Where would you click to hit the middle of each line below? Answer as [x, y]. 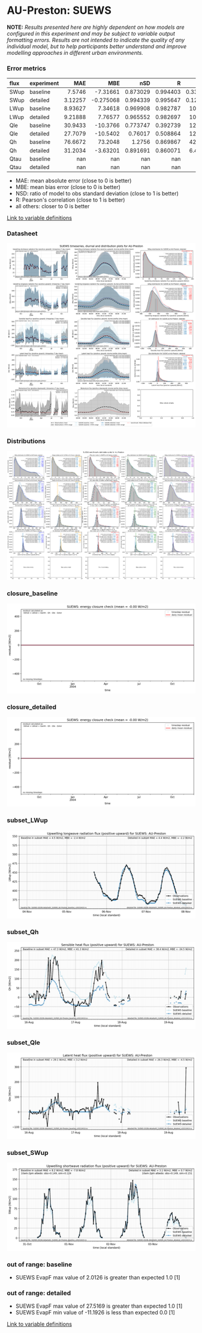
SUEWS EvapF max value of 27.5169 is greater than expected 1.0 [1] [99, 1306]
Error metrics [27, 68]
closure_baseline [32, 593]
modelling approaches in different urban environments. [75, 52]
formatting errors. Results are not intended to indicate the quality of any [96, 40]
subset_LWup [28, 820]
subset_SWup [28, 1153]
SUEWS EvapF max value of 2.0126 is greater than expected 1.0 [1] [98, 1278]
